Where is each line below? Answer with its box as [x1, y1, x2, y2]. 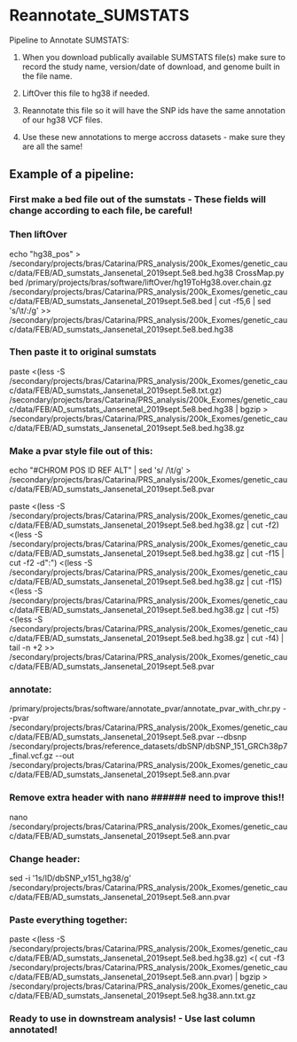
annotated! [9, 1023, 58, 1036]
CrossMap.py [235, 267, 285, 278]
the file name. [21, 70, 73, 81]
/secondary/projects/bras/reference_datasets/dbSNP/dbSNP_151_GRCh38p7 [9, 741, 288, 752]
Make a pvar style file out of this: [9, 444, 153, 457]
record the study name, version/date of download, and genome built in [21, 61, 281, 72]
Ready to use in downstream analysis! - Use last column [9, 1013, 255, 1025]
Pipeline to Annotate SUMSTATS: [9, 35, 129, 45]
